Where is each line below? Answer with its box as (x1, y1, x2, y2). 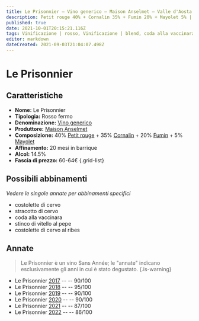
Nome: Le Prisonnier (14, 106, 66, 113)
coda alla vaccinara (14, 214, 63, 221)
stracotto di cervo (14, 207, 59, 214)
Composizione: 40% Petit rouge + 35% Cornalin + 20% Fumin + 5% (14, 131, 183, 139)
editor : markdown (6, 36, 49, 42)
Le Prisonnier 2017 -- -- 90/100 (14, 277, 92, 284)
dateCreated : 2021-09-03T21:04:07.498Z (6, 42, 105, 48)
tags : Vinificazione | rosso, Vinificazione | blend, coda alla (6, 31, 168, 37)
